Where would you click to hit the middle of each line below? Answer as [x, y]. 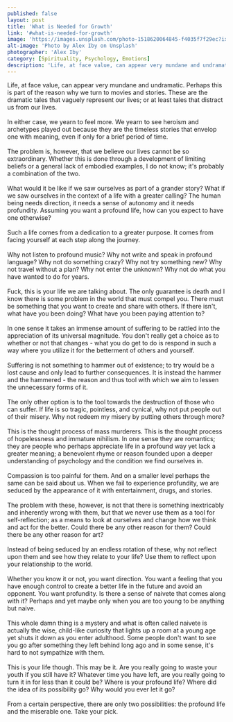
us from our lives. [32, 107]
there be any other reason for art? [55, 534]
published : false [32, 14]
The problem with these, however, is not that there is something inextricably [115, 505]
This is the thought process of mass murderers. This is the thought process [115, 431]
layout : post [26, 20]
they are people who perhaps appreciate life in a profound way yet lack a [112, 446]
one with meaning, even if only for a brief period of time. [88, 137]
